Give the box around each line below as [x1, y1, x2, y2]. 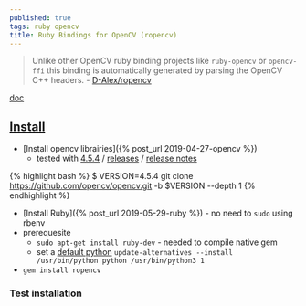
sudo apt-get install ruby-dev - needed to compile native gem [36, 237, 279, 248]
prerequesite [22, 227, 71, 238]
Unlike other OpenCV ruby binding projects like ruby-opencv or [31, 56, 267, 67]
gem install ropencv [22, 266, 101, 275]
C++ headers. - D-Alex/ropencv [31, 75, 153, 86]
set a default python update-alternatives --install [36, 247, 233, 258]
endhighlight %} [9, 190, 70, 201]
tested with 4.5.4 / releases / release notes [36, 153, 198, 164]
